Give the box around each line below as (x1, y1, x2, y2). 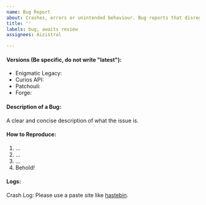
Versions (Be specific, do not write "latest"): (6, 56, 122, 63)
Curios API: (15, 76, 44, 83)
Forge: (15, 89, 32, 97)
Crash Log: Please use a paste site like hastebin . (6, 191, 129, 199)
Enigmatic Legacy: (15, 70, 63, 77)
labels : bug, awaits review (6, 26, 78, 32)
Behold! (15, 163, 35, 171)
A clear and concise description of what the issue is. (6, 117, 139, 124)
